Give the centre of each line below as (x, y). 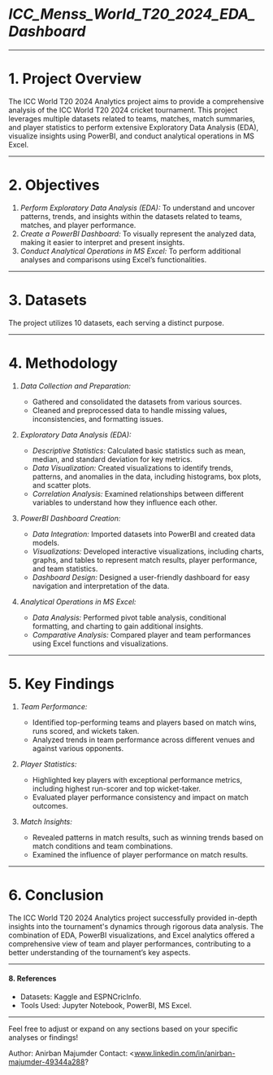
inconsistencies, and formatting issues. (98, 419)
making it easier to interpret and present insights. (102, 242)
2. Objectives (54, 185)
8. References (32, 979)
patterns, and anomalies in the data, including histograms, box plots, (147, 476)
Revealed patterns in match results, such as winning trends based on (148, 837)
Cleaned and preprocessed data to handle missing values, (130, 410)
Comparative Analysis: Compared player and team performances (141, 634)
